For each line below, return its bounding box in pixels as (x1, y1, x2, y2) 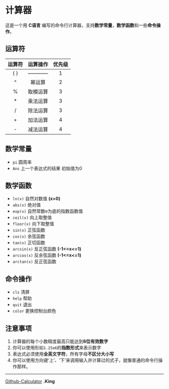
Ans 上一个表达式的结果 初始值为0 (12, 165, 82, 171)
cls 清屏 (12, 289, 30, 295)
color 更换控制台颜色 (12, 308, 56, 314)
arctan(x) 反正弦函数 (12, 259, 57, 265)
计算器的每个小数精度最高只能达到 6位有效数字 (12, 338, 108, 344)
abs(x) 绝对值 (12, 202, 41, 208)
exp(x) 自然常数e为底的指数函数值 (12, 208, 83, 214)
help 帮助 (12, 295, 32, 301)
